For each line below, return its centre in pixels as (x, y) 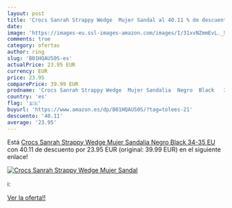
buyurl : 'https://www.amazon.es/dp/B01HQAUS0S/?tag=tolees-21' (100, 110)
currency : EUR (28, 71)
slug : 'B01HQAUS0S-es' (40, 59)
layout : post (26, 13)
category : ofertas (33, 45)
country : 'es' (28, 97)
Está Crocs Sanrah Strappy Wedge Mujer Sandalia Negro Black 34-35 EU (111, 142)
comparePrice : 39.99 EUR (43, 84)
